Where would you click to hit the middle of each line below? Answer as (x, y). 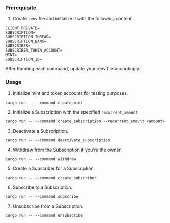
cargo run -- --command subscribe (42, 196)
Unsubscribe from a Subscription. (48, 206)
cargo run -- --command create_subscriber (51, 178)
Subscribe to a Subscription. (42, 187)
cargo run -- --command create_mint (44, 103)
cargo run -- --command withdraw (41, 159)
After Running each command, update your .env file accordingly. (73, 69)
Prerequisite (21, 8)
